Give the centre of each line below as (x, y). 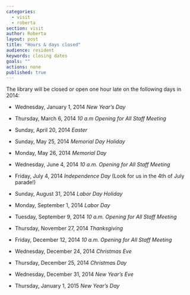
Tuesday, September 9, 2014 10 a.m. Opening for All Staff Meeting (96, 217)
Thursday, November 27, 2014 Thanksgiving (69, 229)
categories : (21, 12)
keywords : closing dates (37, 56)
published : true (26, 72)
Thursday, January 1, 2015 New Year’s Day (67, 286)
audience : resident (30, 50)
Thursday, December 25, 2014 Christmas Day (71, 263)
